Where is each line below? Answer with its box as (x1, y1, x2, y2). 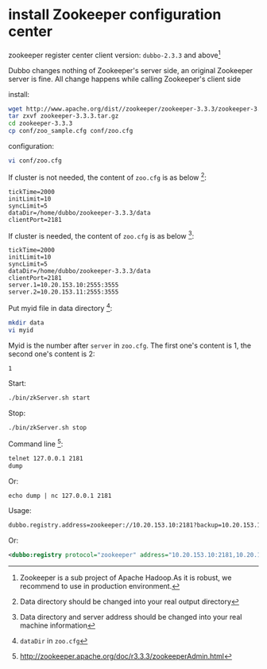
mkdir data (8, 318, 44, 327)
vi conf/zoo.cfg (8, 157, 62, 165)
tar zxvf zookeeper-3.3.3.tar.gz (8, 112, 119, 120)
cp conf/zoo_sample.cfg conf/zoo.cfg (8, 127, 133, 135)
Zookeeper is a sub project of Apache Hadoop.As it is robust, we (19, 573, 232, 582)
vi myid (8, 326, 34, 334)
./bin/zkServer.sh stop (8, 423, 87, 431)
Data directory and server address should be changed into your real (19, 612, 242, 621)
